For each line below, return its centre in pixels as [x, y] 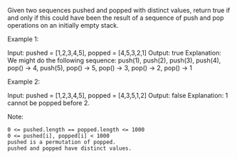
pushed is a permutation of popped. [62, 142]
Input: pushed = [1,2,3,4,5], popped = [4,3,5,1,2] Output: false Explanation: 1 [118, 95]
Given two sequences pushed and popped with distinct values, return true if [119, 10]
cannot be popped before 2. [49, 103]
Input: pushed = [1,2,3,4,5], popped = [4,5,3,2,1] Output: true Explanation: [115, 53]
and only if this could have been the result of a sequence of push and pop [116, 18]
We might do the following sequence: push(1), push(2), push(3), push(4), [114, 60]
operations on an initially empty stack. [63, 25]
